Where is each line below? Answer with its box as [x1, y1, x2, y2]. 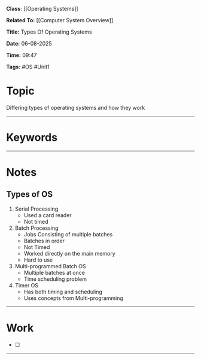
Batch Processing [14, 224, 59, 232]
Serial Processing [14, 205, 59, 212]
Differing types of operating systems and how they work [6, 104, 145, 111]
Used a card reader [23, 211, 72, 218]
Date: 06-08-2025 [6, 40, 52, 47]
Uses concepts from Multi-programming [23, 294, 124, 302]
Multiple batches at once [23, 269, 86, 276]
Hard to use [23, 256, 53, 263]
